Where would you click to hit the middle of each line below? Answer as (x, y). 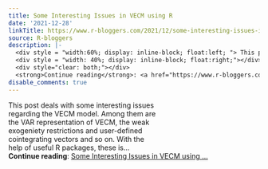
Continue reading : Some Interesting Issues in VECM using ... (108, 155)
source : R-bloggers (41, 38)
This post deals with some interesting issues (81, 105)
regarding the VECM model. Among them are (82, 113)
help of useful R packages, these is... (69, 147)
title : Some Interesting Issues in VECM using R (91, 16)
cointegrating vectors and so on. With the (77, 139)
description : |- (35, 45)
